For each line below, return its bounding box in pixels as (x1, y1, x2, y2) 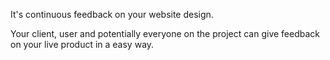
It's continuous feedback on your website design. (10, 9, 214, 20)
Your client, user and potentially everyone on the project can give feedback (10, 28, 321, 39)
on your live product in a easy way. (10, 39, 155, 50)
